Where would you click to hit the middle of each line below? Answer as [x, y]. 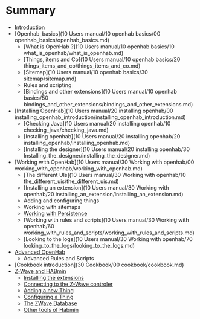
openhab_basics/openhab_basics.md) [62, 40]
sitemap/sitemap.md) [50, 79]
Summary [31, 11]
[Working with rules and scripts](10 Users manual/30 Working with [106, 220]
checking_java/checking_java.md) [66, 130]
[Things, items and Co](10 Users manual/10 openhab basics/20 [102, 59]
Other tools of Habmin [51, 309]
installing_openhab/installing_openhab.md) [77, 143]
